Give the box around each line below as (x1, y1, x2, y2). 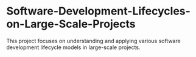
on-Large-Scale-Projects (6, 17, 136, 31)
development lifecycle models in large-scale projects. (6, 44, 141, 51)
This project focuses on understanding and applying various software (6, 37, 181, 44)
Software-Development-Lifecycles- (6, 4, 191, 18)
